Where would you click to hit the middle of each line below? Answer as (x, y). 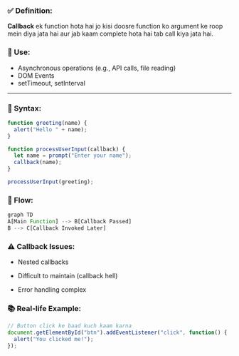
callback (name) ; (38, 163)
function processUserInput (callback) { (67, 149)
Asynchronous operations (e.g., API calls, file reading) (97, 68)
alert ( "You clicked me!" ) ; (54, 340)
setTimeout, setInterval (51, 83)
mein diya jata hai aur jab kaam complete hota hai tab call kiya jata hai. (111, 34)
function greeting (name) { (47, 123)
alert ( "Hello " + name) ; (51, 129)
